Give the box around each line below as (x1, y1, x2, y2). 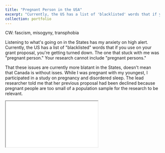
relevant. (5, 91, 23, 96)
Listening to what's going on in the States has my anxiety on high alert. (5, 39, 148, 45)
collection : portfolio (5, 16, 52, 21)
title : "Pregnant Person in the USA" (5, 7, 82, 12)
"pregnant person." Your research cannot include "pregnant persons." (5, 55, 146, 61)
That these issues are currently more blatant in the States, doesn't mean (5, 64, 151, 70)
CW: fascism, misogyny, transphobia (5, 30, 80, 36)
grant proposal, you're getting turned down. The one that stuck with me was (5, 50, 160, 56)
